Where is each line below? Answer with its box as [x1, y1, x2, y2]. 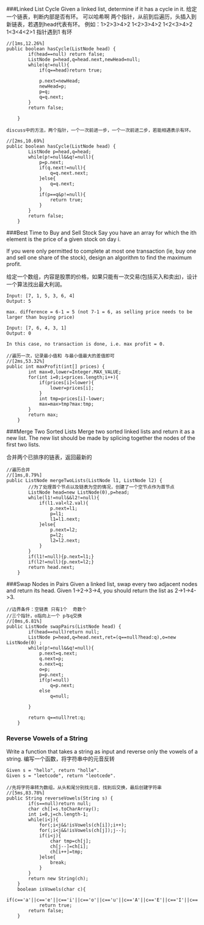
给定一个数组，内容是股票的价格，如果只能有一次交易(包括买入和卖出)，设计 [6, 273, 198, 280]
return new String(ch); [28, 875, 89, 882]
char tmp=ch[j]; [49, 838, 92, 844]
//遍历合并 [6, 467, 31, 473]
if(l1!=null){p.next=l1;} [28, 554, 95, 560]
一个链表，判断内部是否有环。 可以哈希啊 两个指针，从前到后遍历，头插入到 [6, 13, 197, 20]
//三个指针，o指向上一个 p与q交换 [6, 613, 82, 619]
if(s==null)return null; [28, 801, 92, 807]
